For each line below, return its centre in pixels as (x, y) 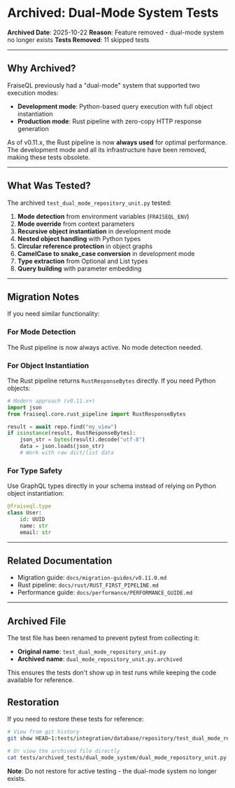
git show (20, 738)
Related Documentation (60, 561)
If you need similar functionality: (54, 314)
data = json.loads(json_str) (62, 447)
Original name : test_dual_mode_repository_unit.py (92, 652)
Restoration (33, 702)
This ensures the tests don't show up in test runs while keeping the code (112, 673)
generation (33, 128)
